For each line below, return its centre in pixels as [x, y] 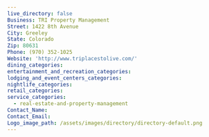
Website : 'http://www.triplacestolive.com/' [72, 59]
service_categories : [37, 98]
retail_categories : [35, 91]
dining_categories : [35, 65]
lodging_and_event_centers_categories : [65, 78]
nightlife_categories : [40, 84]
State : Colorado [30, 39]
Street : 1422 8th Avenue [43, 26]
